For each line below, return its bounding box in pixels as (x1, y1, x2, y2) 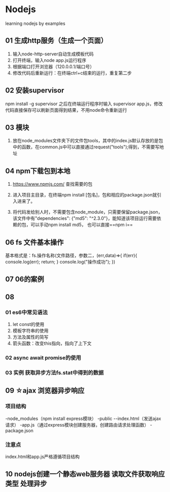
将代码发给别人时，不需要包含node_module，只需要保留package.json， (12, 209, 163, 215)
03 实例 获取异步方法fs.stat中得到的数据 (5, 369, 104, 376)
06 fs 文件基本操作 (5, 238, 64, 247)
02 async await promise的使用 (5, 354, 81, 361)
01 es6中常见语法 (5, 309, 48, 316)
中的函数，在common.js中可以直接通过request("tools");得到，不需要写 (12, 144, 160, 150)
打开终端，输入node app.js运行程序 (12, 57, 86, 63)
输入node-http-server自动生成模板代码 (12, 51, 94, 57)
